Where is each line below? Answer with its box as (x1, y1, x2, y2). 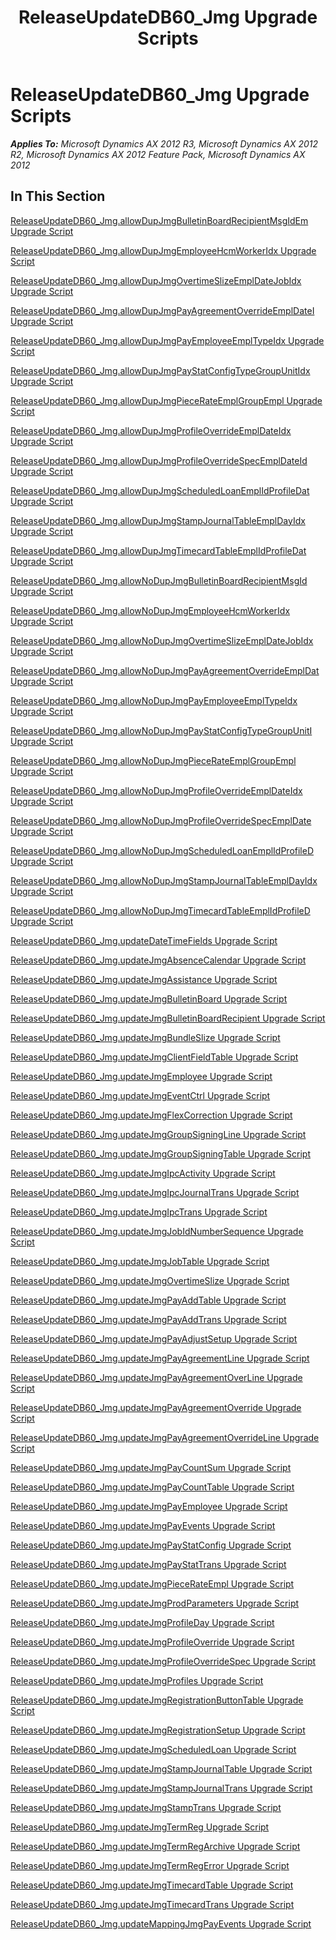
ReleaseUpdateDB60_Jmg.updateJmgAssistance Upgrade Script (10, 973, 278, 985)
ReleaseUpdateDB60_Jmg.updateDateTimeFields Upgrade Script (10, 934, 278, 946)
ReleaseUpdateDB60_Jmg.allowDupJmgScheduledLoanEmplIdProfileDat (10, 484, 310, 496)
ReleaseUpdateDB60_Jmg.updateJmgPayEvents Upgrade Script (10, 1519, 276, 1531)
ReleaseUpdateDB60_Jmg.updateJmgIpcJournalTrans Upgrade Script (10, 1186, 300, 1198)
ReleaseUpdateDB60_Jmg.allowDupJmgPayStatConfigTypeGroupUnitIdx (10, 364, 311, 376)
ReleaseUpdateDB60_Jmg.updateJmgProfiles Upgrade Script (10, 1674, 264, 1686)
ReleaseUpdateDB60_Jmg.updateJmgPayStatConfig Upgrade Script (10, 1539, 292, 1551)
